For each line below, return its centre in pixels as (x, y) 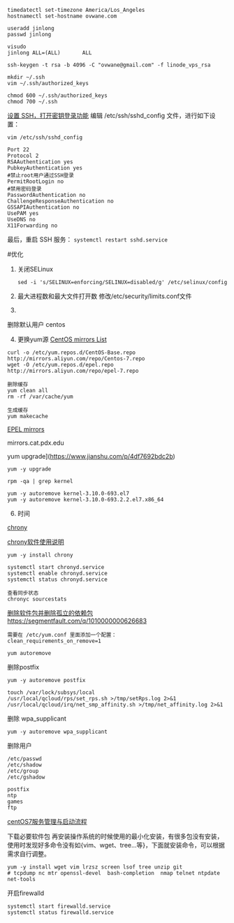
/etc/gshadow (26, 777)
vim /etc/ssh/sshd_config (45, 138)
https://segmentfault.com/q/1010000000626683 (77, 621)
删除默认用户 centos (36, 324)
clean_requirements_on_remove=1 (54, 641)
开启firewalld (26, 893)
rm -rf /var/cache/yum (40, 397)
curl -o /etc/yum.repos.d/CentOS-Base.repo (72, 353)
